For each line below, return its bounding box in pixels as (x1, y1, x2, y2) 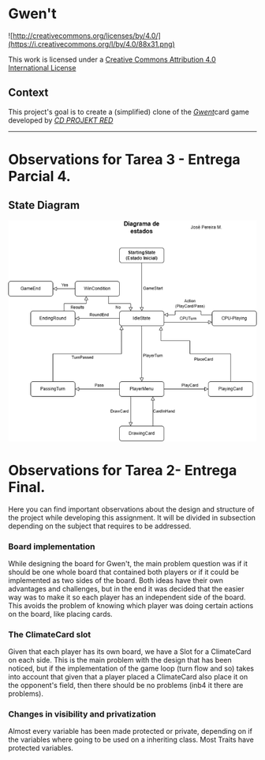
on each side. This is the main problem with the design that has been (8, 656, 233, 665)
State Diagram (8, 199, 80, 212)
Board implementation (8, 541, 95, 552)
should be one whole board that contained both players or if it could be (8, 567, 239, 577)
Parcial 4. (8, 167, 71, 185)
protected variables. (8, 743, 73, 753)
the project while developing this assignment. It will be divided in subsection (8, 512, 256, 522)
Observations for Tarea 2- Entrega (8, 461, 237, 479)
